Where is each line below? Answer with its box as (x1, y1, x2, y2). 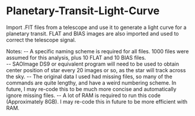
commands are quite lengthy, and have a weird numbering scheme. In (6, 79, 177, 86)
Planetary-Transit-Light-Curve (6, 4, 160, 18)
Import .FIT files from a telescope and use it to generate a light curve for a (6, 24, 187, 31)
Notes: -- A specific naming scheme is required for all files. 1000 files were (6, 47, 189, 54)
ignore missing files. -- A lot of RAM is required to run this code (6, 92, 161, 99)
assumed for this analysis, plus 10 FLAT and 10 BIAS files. (6, 54, 146, 61)
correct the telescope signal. (6, 36, 76, 43)
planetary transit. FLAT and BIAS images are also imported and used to (6, 30, 179, 37)
